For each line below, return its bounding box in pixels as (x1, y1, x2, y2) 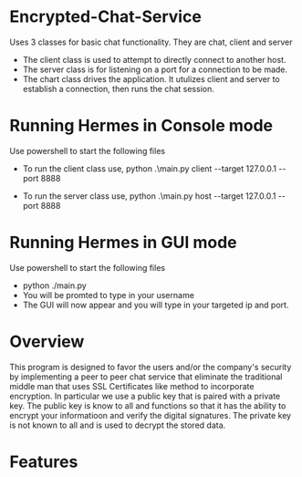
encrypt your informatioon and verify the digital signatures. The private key (9, 410, 292, 420)
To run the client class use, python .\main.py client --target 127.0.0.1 (22, 162, 276, 174)
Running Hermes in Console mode (9, 116, 274, 136)
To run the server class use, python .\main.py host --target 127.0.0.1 (22, 190, 276, 202)
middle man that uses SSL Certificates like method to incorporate (9, 380, 255, 391)
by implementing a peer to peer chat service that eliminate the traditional (9, 371, 283, 382)
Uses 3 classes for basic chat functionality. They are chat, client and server (9, 36, 293, 47)
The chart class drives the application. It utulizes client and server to (22, 73, 280, 84)
